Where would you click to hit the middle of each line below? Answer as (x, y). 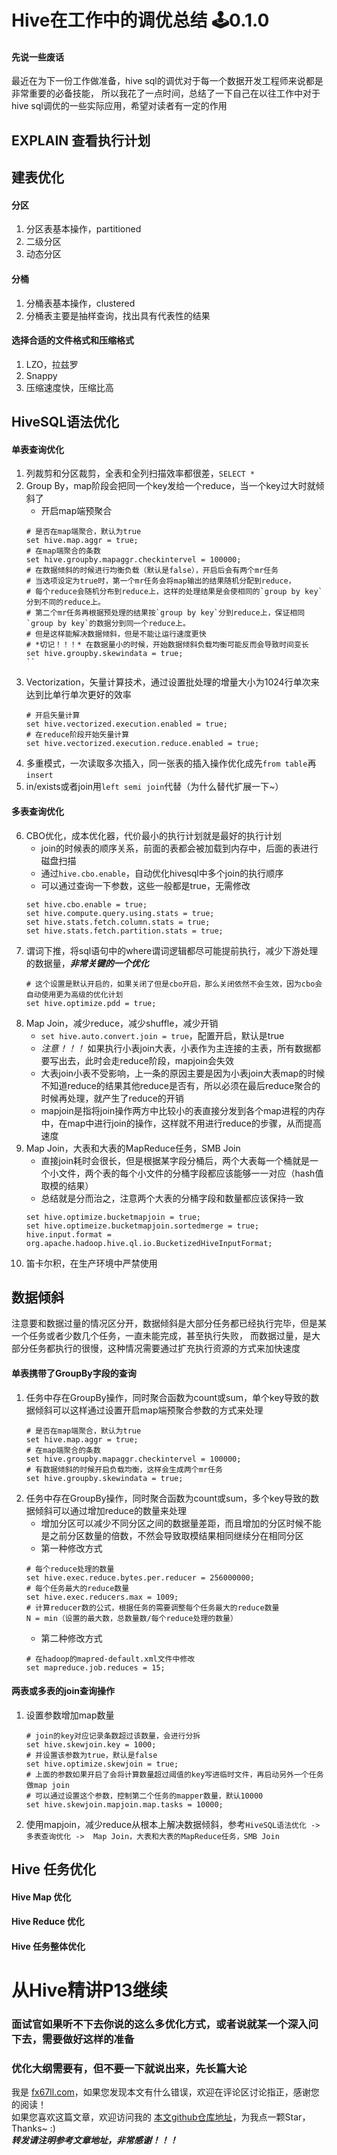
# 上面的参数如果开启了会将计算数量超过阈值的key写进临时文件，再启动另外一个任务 (174, 1774)
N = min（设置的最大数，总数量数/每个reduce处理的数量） (131, 1618)
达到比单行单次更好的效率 (78, 695)
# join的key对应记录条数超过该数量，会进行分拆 (113, 1736)
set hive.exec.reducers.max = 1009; (102, 1597)
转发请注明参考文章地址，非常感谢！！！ (94, 2140)
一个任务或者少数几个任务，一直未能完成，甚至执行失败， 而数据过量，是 (161, 1336)
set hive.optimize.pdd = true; (91, 1003)
